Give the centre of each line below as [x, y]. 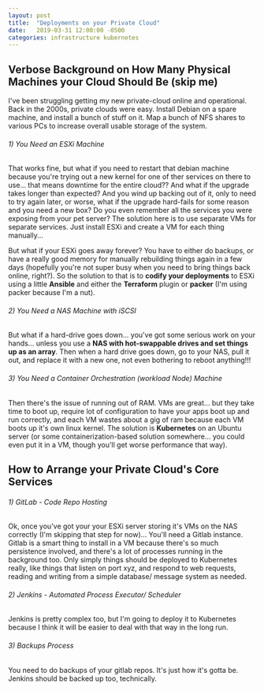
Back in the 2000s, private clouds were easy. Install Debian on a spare [122, 109]
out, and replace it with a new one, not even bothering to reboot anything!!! [130, 360]
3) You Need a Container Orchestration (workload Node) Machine [115, 379]
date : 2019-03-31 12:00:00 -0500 [67, 30]
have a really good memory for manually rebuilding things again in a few [125, 259]
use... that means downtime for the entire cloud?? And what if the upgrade [129, 185]
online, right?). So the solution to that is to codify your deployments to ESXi [131, 276]
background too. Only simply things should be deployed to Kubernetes [123, 560]
